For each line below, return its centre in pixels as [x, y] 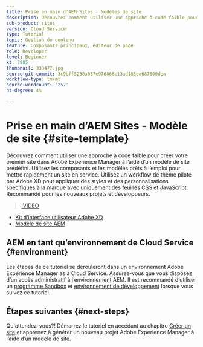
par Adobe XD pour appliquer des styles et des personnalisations [88, 181]
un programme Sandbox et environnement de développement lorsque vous [100, 286]
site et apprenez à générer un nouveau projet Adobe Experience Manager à [100, 332]
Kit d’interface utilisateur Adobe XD [59, 217]
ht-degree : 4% [24, 91]
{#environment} [37, 252]
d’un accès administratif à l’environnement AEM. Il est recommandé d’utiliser [101, 279]
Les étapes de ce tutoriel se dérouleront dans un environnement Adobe [95, 267]
